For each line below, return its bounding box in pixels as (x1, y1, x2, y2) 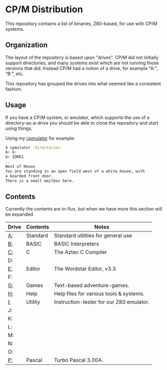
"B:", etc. (5, 71, 24, 77)
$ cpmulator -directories (5, 145, 60, 150)
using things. (5, 125, 33, 131)
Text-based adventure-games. (54, 282, 129, 289)
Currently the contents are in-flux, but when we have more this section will (5, 206, 162, 212)
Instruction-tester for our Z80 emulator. (54, 298, 150, 306)
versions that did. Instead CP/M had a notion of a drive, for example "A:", (5, 65, 158, 71)
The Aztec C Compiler (54, 249, 107, 256)
